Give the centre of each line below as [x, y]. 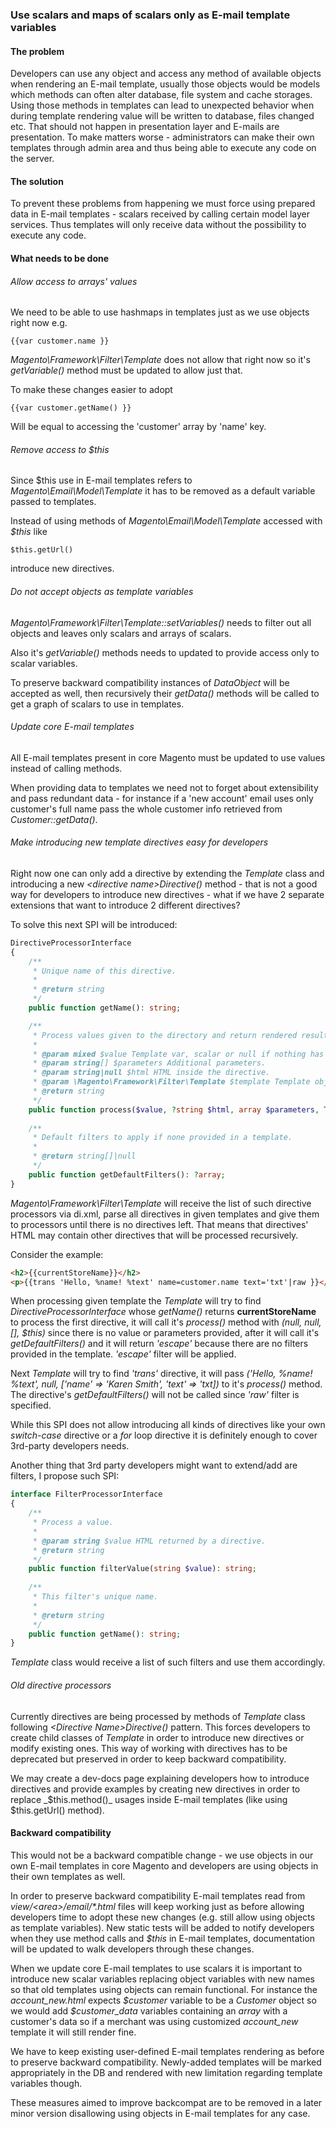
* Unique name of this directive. [104, 971]
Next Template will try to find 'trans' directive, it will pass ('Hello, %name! [161, 1374]
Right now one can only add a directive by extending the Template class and [167, 873]
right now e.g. [39, 323]
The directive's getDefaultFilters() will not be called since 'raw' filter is [155, 1395]
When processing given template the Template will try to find [136, 1301]
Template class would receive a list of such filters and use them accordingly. [168, 1662]
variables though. [46, 2083]
